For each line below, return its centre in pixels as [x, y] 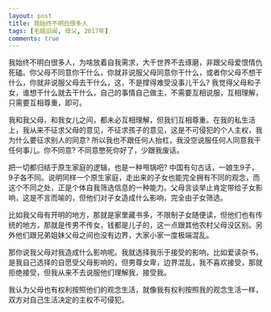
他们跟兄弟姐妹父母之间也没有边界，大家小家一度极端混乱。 [114, 235]
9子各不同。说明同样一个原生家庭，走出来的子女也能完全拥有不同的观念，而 [134, 178]
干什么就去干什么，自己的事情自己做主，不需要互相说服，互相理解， [149, 93]
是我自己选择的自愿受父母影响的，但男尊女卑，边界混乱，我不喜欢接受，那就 [135, 263]
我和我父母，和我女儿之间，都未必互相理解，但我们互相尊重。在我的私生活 [132, 120]
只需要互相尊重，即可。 [47, 103]
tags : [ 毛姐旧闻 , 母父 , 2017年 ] [58, 31]
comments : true [34, 38]
